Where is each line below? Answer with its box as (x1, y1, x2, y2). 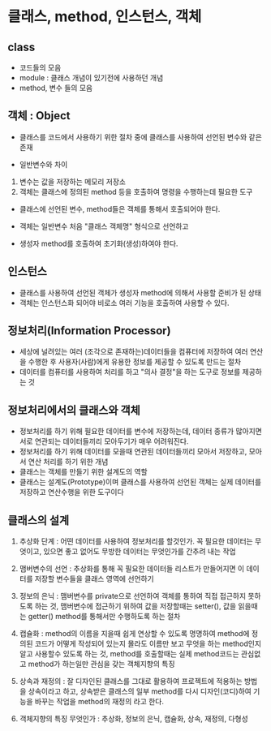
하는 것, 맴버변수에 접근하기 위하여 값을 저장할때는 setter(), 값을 (34, 601, 237, 611)
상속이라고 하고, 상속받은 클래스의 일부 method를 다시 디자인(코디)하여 (28, 686, 252, 696)
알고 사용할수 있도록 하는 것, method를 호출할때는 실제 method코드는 (19, 649, 240, 659)
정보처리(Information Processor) (7, 324, 171, 338)
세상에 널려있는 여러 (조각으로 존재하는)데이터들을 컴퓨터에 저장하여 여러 (19, 346, 248, 357)
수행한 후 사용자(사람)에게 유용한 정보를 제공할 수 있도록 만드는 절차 (28, 357, 241, 367)
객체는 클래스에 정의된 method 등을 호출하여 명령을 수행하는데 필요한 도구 (19, 187, 253, 196)
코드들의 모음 (19, 62, 62, 72)
